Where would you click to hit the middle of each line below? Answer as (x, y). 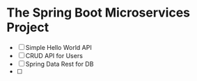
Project (28, 27)
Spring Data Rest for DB (60, 64)
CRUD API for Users (54, 55)
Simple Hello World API (58, 47)
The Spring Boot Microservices (98, 13)
